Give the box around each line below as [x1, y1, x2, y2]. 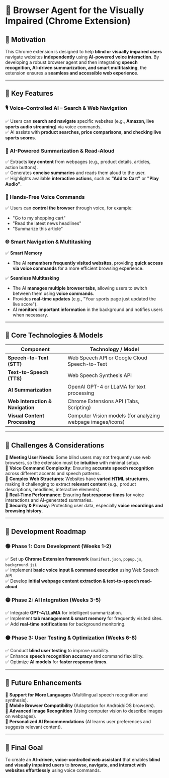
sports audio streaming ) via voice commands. [5, 123, 102, 130]
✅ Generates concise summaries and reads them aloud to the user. [5, 170, 146, 176]
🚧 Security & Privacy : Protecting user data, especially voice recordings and [5, 503, 163, 509]
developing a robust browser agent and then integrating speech [5, 59, 138, 65]
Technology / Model [90, 346, 139, 353]
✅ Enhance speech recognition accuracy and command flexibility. [5, 653, 144, 659]
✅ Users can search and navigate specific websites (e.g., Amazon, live [5, 118, 154, 124]
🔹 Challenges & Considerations [5, 441, 105, 449]
